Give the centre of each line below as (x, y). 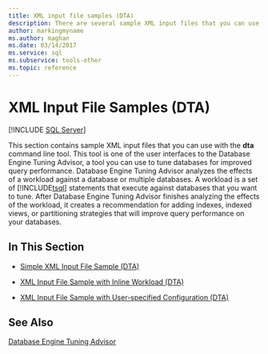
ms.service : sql (35, 53)
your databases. (35, 222)
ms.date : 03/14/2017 (43, 46)
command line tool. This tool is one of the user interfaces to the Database (129, 154)
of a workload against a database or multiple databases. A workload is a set (133, 179)
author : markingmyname (46, 30)
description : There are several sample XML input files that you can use (134, 23)
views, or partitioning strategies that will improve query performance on (126, 213)
